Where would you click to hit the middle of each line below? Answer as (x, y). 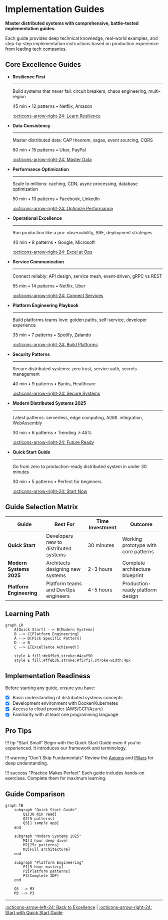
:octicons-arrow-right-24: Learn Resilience (56, 116)
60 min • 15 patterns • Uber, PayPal (49, 149)
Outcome (141, 524)
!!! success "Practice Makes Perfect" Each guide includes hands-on (75, 773)
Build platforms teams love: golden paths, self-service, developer (79, 320)
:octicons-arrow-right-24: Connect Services (58, 295)
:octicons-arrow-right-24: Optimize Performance (63, 208)
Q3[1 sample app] (41, 823)
